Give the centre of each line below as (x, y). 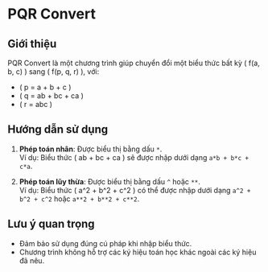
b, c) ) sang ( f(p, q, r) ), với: (54, 72)
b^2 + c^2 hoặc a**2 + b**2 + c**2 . (79, 199)
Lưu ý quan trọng (51, 224)
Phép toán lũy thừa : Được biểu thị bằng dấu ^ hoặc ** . (109, 181)
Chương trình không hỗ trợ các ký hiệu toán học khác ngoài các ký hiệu (138, 252)
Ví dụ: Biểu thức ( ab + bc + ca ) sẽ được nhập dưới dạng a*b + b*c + (134, 157)
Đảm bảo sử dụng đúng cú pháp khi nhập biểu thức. (105, 243)
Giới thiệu (32, 44)
